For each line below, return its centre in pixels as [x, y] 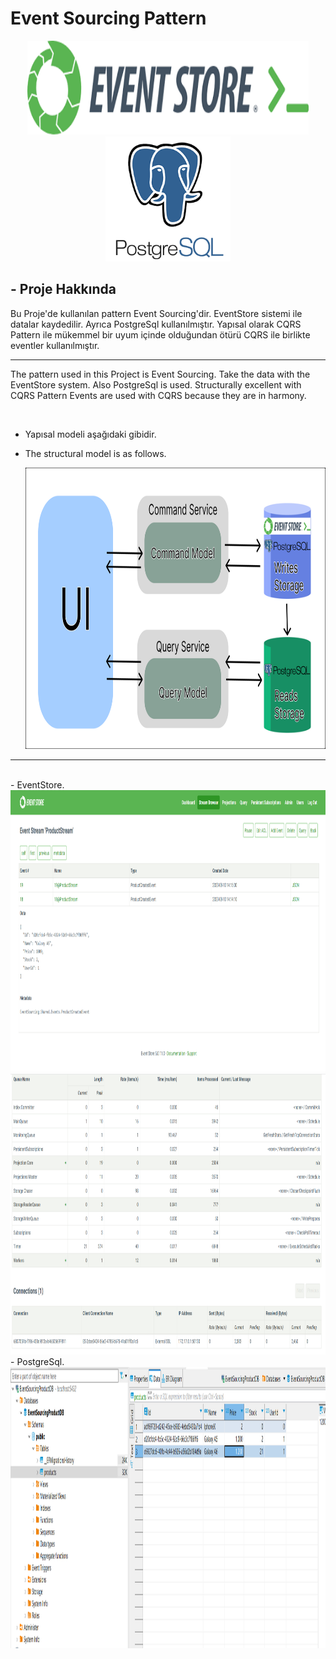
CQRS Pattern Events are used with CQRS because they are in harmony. [158, 395]
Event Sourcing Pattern [108, 18]
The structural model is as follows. [95, 453]
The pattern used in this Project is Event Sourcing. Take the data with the [160, 374]
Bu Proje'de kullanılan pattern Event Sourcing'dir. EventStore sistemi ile [156, 313]
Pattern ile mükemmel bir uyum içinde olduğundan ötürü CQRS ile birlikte [160, 334]
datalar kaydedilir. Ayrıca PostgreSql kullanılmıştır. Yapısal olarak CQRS [156, 324]
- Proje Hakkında [63, 289]
